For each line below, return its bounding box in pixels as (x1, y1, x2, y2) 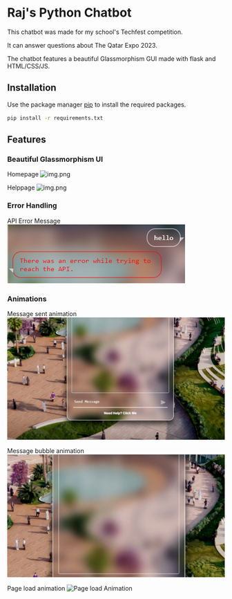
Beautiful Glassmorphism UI (7, 154, 104, 164)
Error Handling (7, 201, 57, 210)
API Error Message (7, 216, 61, 225)
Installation (7, 82, 57, 94)
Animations (7, 294, 47, 304)
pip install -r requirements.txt (7, 114, 104, 122)
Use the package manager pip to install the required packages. (7, 100, 186, 109)
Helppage (7, 183, 35, 192)
